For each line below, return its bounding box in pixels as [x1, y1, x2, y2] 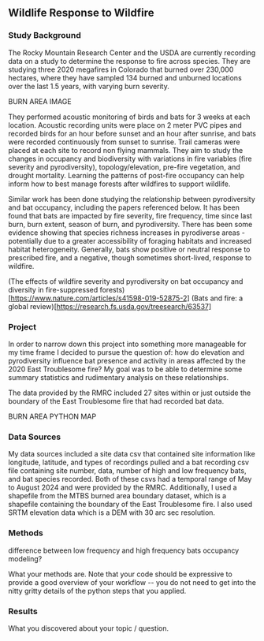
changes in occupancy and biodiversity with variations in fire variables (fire [8, 154, 252, 163]
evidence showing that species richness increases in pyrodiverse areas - [8, 228, 246, 237]
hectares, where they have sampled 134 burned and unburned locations [8, 73, 242, 82]
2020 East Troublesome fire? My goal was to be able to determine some [8, 364, 243, 374]
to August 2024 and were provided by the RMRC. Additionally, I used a [8, 483, 238, 492]
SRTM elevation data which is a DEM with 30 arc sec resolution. [8, 508, 215, 517]
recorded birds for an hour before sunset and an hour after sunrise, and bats [8, 129, 256, 138]
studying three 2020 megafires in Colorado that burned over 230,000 [8, 65, 234, 74]
